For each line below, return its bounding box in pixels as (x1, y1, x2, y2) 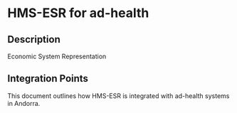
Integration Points (7, 72, 89, 85)
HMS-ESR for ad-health (7, 5, 149, 21)
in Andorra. (7, 99, 41, 107)
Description (7, 33, 60, 45)
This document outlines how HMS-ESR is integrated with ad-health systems (7, 91, 230, 100)
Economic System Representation (7, 52, 107, 60)
